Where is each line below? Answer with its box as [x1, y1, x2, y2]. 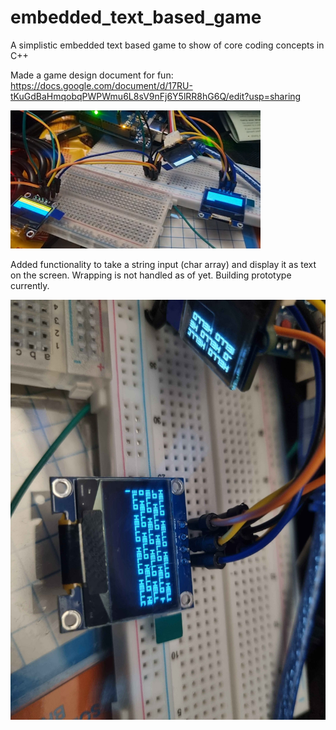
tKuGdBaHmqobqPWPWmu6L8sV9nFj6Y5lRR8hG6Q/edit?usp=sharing [10, 90, 302, 102]
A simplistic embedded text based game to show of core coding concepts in [10, 39, 325, 51]
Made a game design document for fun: [10, 69, 174, 81]
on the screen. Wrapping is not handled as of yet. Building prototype [10, 269, 292, 281]
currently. [10, 279, 50, 291]
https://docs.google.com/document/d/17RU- [10, 79, 193, 91]
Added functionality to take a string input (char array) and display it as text [10, 258, 317, 270]
